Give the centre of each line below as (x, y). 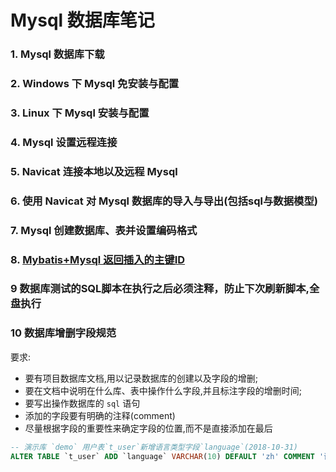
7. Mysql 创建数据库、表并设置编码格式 (104, 230)
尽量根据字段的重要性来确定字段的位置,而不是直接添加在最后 (148, 428)
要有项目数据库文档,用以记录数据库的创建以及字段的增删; (141, 378)
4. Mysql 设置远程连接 (64, 142)
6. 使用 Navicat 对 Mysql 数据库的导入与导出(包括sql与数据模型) (164, 201)
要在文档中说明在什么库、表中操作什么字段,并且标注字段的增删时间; (163, 390)
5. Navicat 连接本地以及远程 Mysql (94, 171)
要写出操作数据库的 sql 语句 (82, 403)
